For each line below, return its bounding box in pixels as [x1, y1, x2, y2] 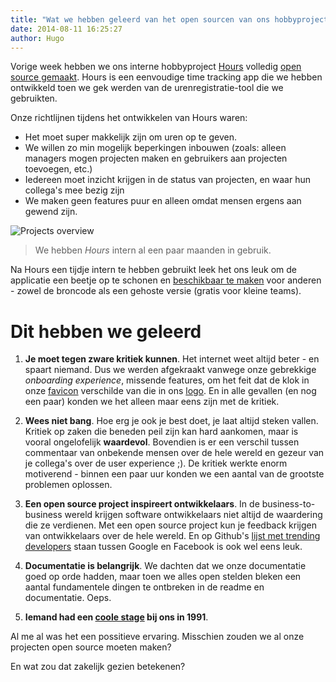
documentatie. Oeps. [24, 592, 112, 604]
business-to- [261, 498, 316, 510]
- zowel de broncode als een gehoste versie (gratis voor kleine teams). [10, 285, 302, 297]
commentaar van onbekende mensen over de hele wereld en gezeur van [24, 447, 325, 459]
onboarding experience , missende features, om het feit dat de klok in [24, 374, 310, 386]
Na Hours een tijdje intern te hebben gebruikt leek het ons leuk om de [10, 264, 297, 276]
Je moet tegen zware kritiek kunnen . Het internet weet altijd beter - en [24, 353, 320, 365]
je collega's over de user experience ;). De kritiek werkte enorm [24, 457, 288, 470]
